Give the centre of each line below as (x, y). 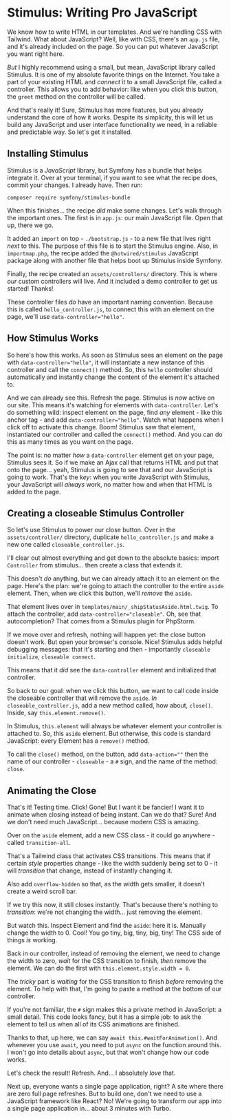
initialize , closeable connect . (52, 656)
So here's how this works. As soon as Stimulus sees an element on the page (115, 355)
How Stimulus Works (53, 339)
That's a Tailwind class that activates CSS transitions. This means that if (109, 856)
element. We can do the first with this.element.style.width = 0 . (99, 969)
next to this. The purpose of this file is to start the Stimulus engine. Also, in (113, 246)
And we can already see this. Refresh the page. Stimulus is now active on (111, 398)
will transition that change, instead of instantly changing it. (90, 870)
